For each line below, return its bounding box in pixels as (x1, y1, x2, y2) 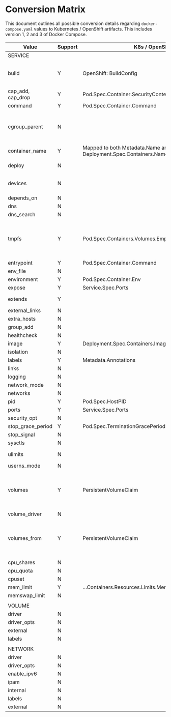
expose (8, 284, 25, 291)
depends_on (8, 194, 38, 202)
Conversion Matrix (5, 4, 85, 15)
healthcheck (8, 332, 38, 339)
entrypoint (8, 259, 33, 266)
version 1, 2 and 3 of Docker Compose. (5, 31, 87, 37)
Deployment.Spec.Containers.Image (82, 340, 169, 347)
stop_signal (8, 431, 35, 438)
